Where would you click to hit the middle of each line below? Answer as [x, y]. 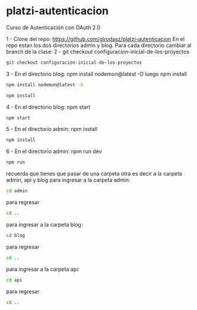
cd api [14, 280]
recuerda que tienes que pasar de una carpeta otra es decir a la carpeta [94, 174]
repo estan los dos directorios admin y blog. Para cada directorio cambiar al [99, 45]
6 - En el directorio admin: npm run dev [54, 151]
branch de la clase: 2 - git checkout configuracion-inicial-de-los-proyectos [98, 51]
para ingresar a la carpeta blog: [45, 224]
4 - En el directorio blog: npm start [48, 107]
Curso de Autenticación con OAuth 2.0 [53, 27]
